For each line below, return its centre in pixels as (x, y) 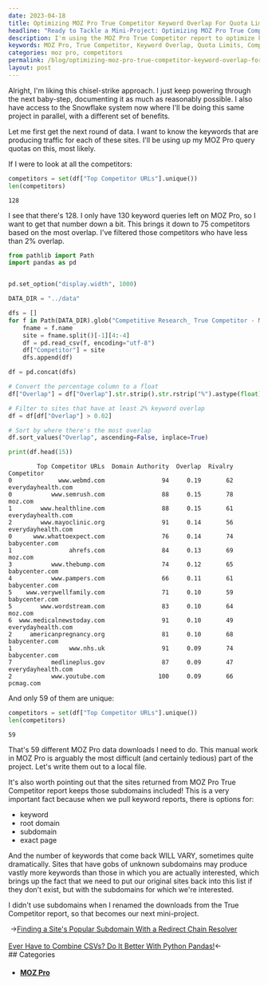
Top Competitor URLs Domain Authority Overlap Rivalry (135, 467)
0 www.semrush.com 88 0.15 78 (121, 495)
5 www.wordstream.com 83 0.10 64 (121, 607)
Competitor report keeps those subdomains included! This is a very (119, 790)
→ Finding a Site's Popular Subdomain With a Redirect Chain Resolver (124, 929)
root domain (39, 823)
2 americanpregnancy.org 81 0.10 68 (121, 635)
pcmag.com (25, 684)
